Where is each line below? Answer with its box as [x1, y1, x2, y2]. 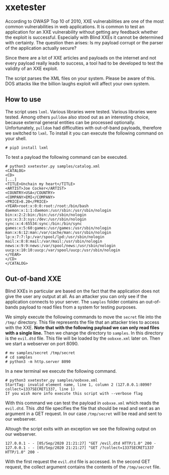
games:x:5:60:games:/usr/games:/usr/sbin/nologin [5, 225, 112, 230]
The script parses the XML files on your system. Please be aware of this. [5, 75, 156, 81]
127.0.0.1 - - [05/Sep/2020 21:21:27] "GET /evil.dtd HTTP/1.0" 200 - [5, 441, 156, 446]
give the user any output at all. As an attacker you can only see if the [5, 293, 147, 299]
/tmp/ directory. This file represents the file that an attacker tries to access [5, 319, 159, 325]
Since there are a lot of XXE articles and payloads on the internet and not [5, 54, 156, 61]
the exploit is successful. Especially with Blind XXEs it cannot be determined [5, 34, 163, 40]
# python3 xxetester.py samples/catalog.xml [5, 163, 100, 169]
